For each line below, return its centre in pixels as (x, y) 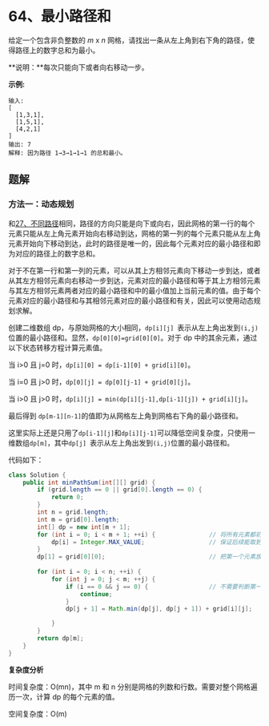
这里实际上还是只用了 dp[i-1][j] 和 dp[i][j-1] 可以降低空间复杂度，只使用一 (132, 433)
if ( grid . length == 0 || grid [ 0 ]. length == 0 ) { (120, 490)
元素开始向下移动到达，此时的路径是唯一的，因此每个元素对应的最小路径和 (131, 243)
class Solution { (37, 475)
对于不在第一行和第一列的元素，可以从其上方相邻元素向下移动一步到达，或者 (134, 270)
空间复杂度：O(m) (38, 713)
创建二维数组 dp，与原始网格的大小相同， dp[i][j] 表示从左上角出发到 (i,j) (133, 327)
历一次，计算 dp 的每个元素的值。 (64, 696)
